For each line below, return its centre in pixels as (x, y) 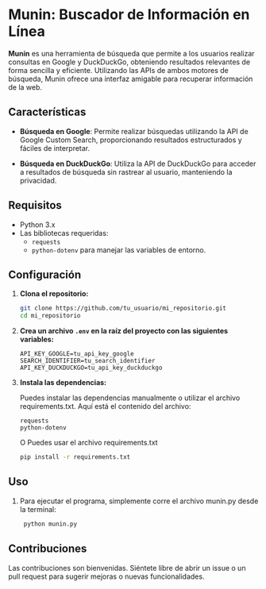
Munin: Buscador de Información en (129, 15)
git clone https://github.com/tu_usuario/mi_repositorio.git (123, 308)
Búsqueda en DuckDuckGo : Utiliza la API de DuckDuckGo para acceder (138, 164)
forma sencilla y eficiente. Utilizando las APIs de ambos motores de (118, 70)
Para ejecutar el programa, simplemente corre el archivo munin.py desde (139, 501)
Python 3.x (37, 225)
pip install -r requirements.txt (75, 457)
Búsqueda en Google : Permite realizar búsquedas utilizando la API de (134, 131)
